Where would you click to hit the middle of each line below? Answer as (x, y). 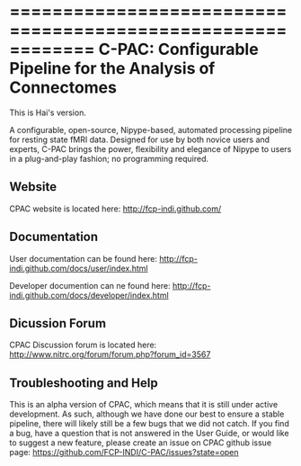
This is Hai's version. (48, 112)
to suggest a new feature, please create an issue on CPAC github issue (141, 443)
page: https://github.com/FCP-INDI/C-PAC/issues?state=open (124, 453)
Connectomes (63, 88)
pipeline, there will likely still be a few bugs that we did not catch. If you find (149, 424)
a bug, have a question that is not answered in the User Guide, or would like (149, 434)
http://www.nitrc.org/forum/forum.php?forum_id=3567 (110, 354)
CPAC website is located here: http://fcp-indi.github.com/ (115, 209)
